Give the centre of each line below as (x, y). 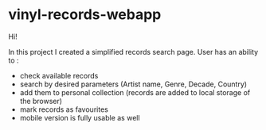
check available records (59, 75)
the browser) (41, 101)
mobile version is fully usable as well (80, 117)
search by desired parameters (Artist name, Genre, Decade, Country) (133, 84)
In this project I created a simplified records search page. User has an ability (133, 52)
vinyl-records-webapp (85, 15)
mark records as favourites (64, 109)
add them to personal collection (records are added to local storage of (135, 92)
